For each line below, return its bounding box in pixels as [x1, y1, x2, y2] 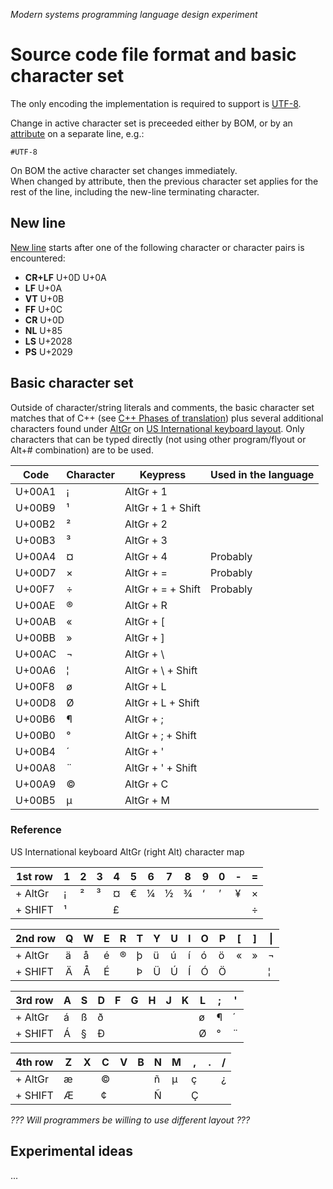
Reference [10, 823, 62, 837]
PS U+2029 [24, 345, 73, 358]
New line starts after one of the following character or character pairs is [10, 241, 305, 253]
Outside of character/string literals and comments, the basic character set [10, 401, 315, 413]
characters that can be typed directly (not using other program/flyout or [10, 433, 307, 445]
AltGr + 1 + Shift [124, 500, 201, 514]
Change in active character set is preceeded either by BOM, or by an [10, 117, 293, 129]
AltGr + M [124, 793, 170, 807]
